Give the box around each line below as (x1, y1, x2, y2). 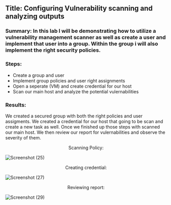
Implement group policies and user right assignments (12, 77, 125, 84)
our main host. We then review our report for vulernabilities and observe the (5, 129, 165, 135)
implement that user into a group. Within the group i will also (5, 40, 158, 48)
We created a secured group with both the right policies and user (5, 113, 143, 119)
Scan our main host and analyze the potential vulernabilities (12, 88, 139, 94)
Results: (5, 101, 27, 108)
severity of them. (5, 134, 41, 140)
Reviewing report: (67, 184, 105, 190)
